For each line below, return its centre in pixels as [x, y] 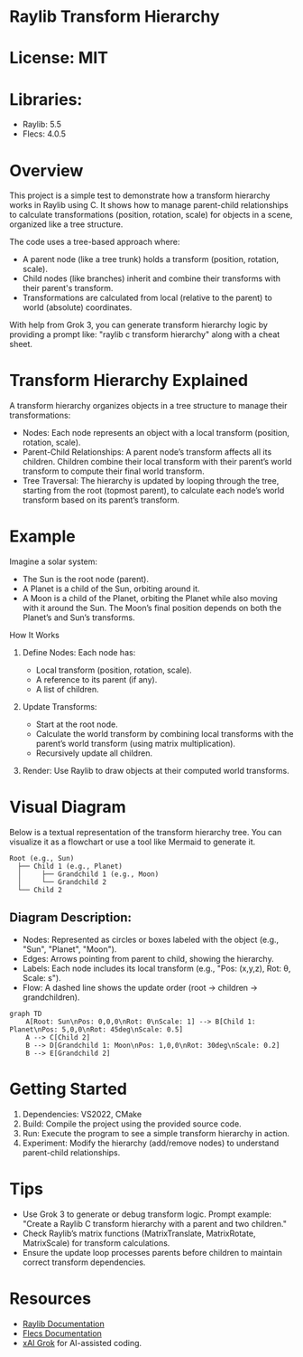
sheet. [21, 344]
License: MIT [59, 58]
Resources [50, 1298]
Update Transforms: [60, 707]
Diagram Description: [71, 918]
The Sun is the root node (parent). [85, 580]
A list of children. [67, 690]
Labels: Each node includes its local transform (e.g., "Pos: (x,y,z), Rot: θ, [156, 968]
